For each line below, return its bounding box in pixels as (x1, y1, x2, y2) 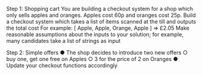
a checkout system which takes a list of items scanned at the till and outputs (6, 18, 197, 25)
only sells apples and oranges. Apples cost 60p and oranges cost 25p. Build (6, 11, 197, 19)
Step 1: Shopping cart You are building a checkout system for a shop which (6, 5, 194, 12)
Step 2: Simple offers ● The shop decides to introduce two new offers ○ (6, 49, 188, 56)
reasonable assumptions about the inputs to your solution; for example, (6, 31, 184, 38)
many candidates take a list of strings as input (6, 37, 121, 44)
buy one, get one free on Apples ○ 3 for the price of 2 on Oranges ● (6, 56, 178, 62)
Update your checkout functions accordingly (6, 62, 118, 69)
